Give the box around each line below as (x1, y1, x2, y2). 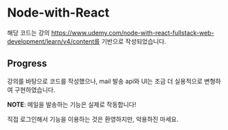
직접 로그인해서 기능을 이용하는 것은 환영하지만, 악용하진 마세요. (7, 115, 179, 123)
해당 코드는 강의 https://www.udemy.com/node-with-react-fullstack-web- (7, 28, 214, 37)
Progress (7, 57, 47, 70)
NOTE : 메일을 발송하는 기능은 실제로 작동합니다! (7, 100, 137, 109)
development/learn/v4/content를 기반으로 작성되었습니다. (7, 37, 167, 46)
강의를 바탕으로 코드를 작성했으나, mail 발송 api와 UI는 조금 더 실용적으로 (7, 77, 203, 85)
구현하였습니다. (14, 85, 56, 94)
